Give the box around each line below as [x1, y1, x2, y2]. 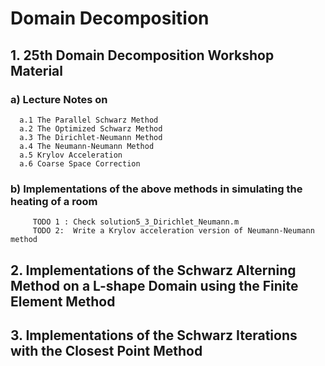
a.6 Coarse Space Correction [19, 158, 141, 169]
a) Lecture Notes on [10, 92, 108, 106]
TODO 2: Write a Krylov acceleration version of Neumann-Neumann [32, 226, 315, 236]
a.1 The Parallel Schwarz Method [19, 115, 159, 125]
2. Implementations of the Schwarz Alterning [10, 262, 297, 279]
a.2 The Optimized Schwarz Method [19, 123, 163, 134]
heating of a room [10, 194, 98, 208]
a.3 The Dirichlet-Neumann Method [19, 132, 163, 142]
